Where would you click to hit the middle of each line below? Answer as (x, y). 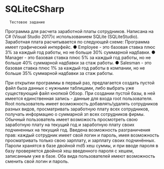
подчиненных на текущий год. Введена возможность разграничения (78, 130)
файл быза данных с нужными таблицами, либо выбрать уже (70, 88)
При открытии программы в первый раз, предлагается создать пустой (80, 83)
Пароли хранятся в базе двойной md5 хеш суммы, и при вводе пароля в (82, 145)
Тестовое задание (27, 22)
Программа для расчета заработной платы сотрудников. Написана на (79, 31)
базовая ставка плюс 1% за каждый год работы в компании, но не (75, 68)
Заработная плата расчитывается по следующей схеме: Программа (77, 42)
